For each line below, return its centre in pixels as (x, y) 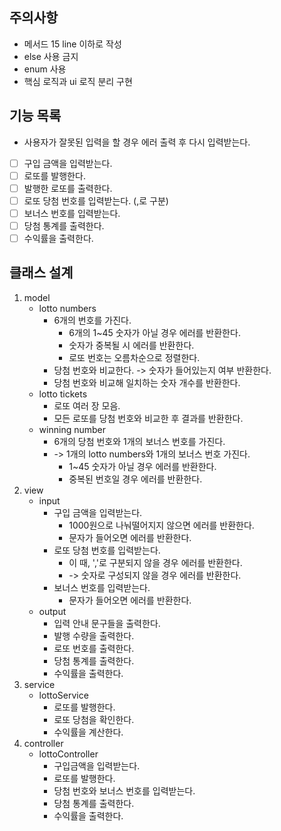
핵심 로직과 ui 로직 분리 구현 (78, 81)
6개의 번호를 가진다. (92, 320)
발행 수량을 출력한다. (94, 635)
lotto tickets (63, 394)
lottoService (63, 695)
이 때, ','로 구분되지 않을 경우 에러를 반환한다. (155, 562)
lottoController (68, 754)
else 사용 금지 (51, 56)
